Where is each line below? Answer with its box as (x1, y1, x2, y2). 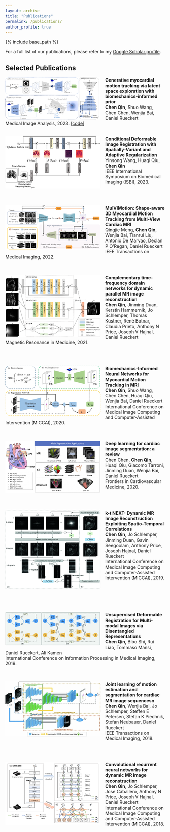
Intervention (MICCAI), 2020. (5, 420, 66, 426)
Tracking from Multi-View (105, 216, 161, 222)
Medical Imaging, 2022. (5, 254, 55, 260)
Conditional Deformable (105, 136, 157, 142)
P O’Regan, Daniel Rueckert (105, 243, 163, 249)
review (105, 451, 120, 458)
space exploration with (105, 88, 155, 94)
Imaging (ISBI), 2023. (105, 179, 150, 185)
